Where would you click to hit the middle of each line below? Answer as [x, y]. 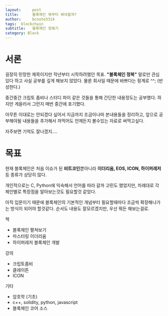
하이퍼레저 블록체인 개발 [36, 242]
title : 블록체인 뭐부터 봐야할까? [41, 15]
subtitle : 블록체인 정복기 [32, 29]
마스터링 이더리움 [29, 236]
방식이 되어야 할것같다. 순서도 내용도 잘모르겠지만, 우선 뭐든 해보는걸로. [80, 208]
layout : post [23, 10]
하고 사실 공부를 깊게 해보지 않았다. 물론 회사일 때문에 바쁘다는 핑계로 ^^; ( [87, 80]
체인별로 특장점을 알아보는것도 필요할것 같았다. [51, 192]
